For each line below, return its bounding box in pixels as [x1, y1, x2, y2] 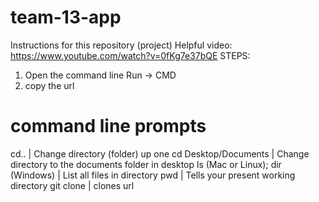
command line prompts [10, 115, 207, 138]
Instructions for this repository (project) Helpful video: [10, 39, 233, 51]
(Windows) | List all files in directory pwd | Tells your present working [10, 169, 296, 181]
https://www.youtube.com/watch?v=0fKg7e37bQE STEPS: [10, 49, 251, 61]
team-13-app [10, 6, 122, 29]
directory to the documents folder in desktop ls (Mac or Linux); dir [10, 158, 282, 170]
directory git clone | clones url [10, 179, 135, 191]
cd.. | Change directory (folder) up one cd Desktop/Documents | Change [10, 147, 310, 160]
